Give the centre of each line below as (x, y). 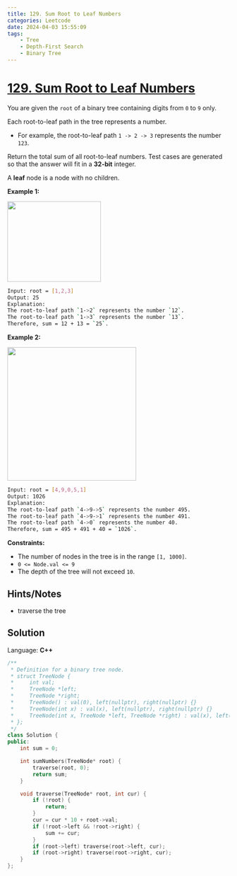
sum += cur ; (62, 833)
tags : (15, 34)
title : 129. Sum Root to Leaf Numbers (64, 14)
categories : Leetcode (39, 21)
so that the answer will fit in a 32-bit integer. (72, 164)
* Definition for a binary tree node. (67, 670)
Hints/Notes (35, 594)
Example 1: (24, 191)
